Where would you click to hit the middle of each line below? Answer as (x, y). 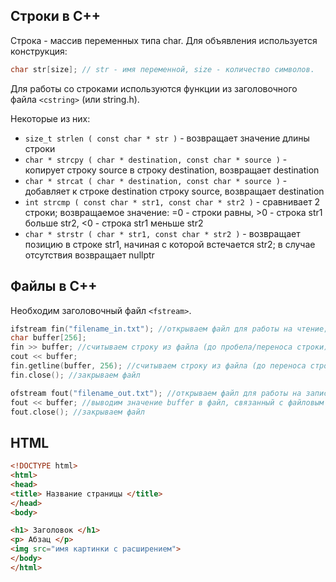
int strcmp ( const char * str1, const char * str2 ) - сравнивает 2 (172, 201)
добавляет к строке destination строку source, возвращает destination (174, 191)
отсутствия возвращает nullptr (89, 255)
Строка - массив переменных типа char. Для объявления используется (164, 40)
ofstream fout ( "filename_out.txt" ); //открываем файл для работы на (156, 393)
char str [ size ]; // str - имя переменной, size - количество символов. (162, 69)
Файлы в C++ (54, 286)
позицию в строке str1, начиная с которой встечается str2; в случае (170, 244)
